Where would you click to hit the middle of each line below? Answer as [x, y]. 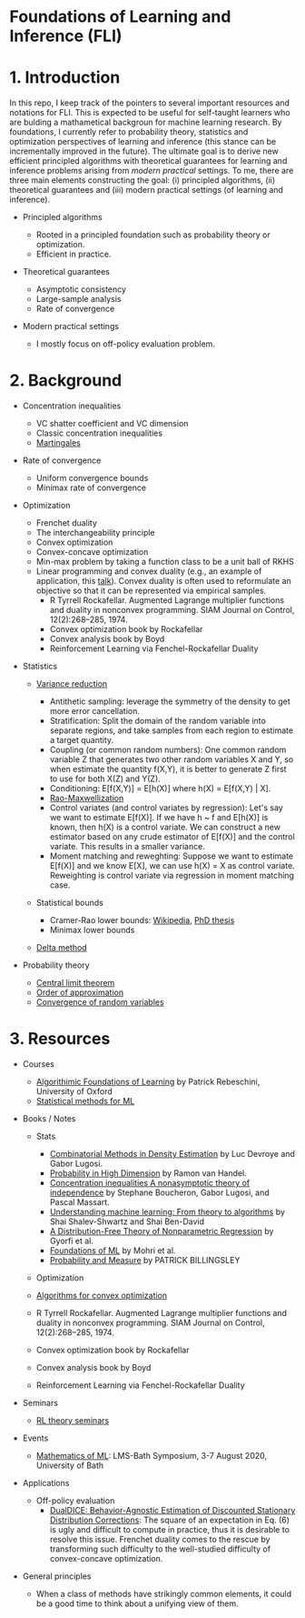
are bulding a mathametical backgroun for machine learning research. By [146, 122]
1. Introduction [65, 78]
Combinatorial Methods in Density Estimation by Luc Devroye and [172, 1154]
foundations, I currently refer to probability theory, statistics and [129, 132]
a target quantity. [82, 740]
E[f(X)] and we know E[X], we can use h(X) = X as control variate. [172, 866]
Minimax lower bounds [92, 930]
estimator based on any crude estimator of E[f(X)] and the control [172, 837]
